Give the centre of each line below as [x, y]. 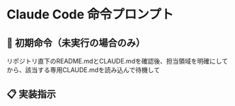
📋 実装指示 [31, 94]
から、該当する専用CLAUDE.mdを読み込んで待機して [84, 70]
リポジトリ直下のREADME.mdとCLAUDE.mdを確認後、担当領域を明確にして [117, 61]
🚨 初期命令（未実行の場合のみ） [76, 43]
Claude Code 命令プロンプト [90, 14]
